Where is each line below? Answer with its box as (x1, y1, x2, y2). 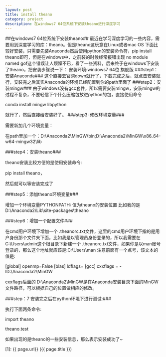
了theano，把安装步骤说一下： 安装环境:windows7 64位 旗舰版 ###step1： (5, 67, 159, 73)
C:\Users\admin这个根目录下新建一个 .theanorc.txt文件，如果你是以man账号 (5, 241, 161, 247)
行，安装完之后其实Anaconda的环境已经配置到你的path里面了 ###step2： (5, 79, 157, 85)
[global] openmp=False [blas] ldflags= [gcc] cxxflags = (5, 263, 119, 269)
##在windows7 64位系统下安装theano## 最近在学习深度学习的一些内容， (5, 35, 156, 41)
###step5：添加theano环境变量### (5, 191, 78, 197)
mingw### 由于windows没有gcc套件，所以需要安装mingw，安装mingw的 (9, 85, 161, 91)
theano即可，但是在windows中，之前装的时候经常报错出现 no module (5, 54, 148, 60)
